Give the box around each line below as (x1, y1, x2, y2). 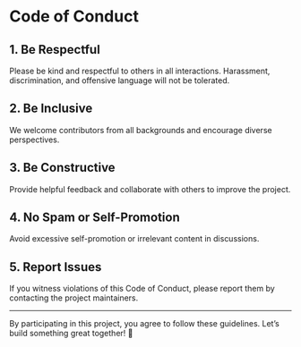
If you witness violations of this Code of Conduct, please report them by (9, 284, 275, 294)
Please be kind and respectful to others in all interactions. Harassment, (9, 65, 271, 76)
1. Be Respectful (9, 42, 100, 57)
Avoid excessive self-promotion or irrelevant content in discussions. (9, 233, 260, 244)
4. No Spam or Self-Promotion (9, 210, 181, 225)
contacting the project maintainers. (9, 292, 139, 303)
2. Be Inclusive (9, 101, 93, 116)
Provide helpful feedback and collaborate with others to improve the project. (9, 183, 291, 194)
